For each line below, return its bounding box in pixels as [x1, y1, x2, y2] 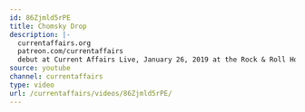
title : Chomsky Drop [9, 22, 88, 31]
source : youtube [9, 64, 71, 73]
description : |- [9, 30, 71, 39]
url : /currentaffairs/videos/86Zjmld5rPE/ [9, 89, 172, 98]
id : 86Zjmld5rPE [9, 13, 71, 23]
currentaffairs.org [17, 38, 92, 48]
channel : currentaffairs [9, 72, 103, 81]
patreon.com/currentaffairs [17, 47, 124, 56]
